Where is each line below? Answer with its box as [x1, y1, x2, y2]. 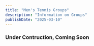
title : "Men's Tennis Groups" [5, 7, 70, 13]
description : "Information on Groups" [5, 12, 87, 17]
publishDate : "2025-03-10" [5, 17, 62, 22]
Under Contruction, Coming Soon [5, 34, 89, 41]
